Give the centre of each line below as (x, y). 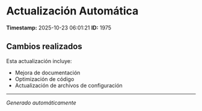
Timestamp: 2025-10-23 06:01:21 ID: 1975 (59, 28)
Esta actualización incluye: (39, 61)
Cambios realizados (44, 46)
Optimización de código (44, 79)
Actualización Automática (72, 11)
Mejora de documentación (47, 73)
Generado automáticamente (41, 103)
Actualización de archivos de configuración (69, 85)
